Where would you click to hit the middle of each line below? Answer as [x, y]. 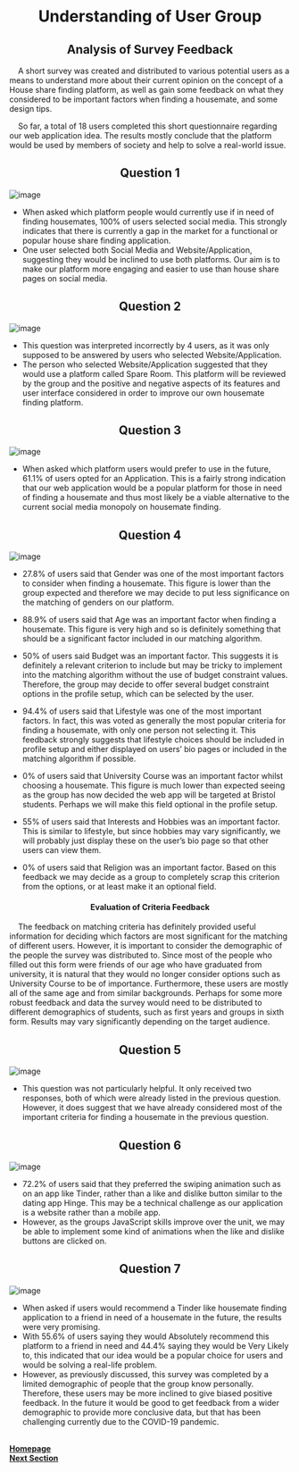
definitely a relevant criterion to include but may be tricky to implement [152, 665]
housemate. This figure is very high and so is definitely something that [151, 629]
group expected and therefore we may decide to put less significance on [156, 593]
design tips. [31, 109]
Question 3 [150, 431]
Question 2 [150, 307]
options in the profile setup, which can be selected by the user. [138, 694]
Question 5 [150, 1050]
